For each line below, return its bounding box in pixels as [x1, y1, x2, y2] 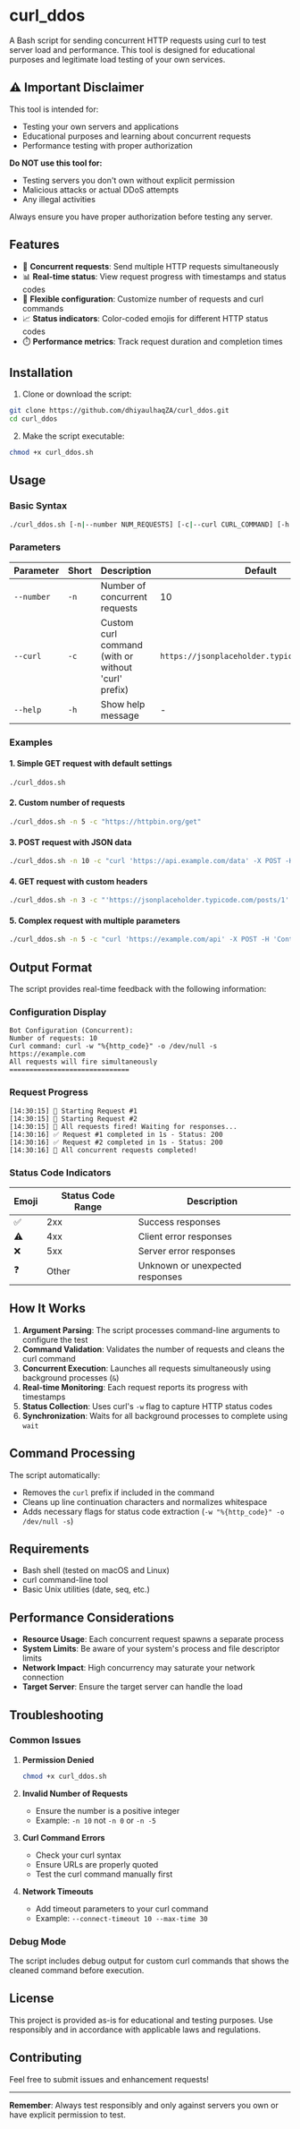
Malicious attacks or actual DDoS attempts [21, 184, 179, 195]
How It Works [9, 1301, 87, 1316]
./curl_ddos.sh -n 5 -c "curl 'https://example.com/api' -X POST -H [9, 935, 270, 945]
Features [9, 237, 60, 252]
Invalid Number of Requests [21, 1788, 129, 1799]
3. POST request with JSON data [9, 836, 132, 847]
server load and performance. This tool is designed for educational [9, 44, 255, 55]
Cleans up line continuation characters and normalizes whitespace [21, 1496, 268, 1507]
